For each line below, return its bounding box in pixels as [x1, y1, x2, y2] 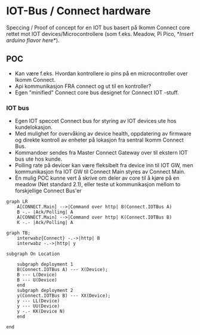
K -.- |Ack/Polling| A [17, 220, 73, 226]
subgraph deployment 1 [17, 262, 73, 268]
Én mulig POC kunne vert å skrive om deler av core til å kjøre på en [14, 174, 180, 182]
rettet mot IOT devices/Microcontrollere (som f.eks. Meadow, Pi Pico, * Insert [6, 30, 194, 37]
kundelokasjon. [14, 124, 53, 131]
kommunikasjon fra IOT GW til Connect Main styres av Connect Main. [14, 168, 186, 176]
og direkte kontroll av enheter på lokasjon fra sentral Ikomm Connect [14, 136, 184, 144]
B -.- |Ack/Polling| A [17, 209, 73, 216]
